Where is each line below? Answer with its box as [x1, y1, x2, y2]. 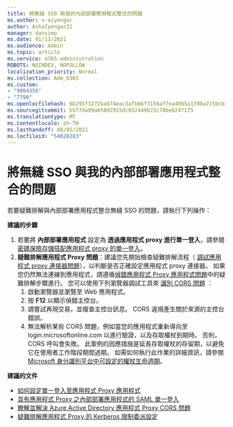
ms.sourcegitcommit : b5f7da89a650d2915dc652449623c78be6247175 [7, 107, 194, 114]
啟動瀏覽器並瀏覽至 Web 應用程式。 [27, 288, 130, 296]
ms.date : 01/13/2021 [7, 36, 67, 43]
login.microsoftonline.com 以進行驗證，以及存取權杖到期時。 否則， [27, 331, 221, 340]
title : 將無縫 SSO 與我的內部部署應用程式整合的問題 [7, 10, 143, 17]
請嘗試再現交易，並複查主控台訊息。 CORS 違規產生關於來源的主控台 [27, 305, 225, 313]
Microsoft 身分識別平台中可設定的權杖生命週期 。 [27, 357, 166, 365]
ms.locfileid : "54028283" [7, 132, 82, 139]
